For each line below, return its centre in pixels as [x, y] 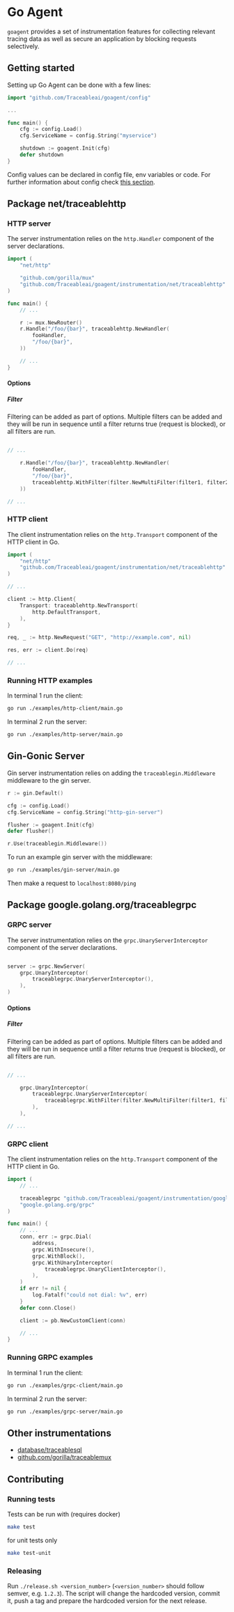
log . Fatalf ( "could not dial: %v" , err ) [90, 1295]
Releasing [24, 1571]
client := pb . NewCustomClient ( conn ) [73, 1320]
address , [45, 1244]
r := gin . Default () [36, 793]
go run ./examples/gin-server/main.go [63, 870]
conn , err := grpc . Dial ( [56, 1237]
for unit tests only [32, 1540]
